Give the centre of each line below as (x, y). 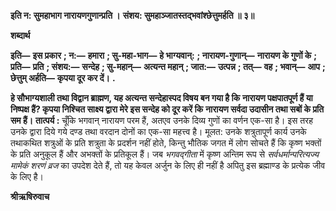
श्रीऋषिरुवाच (30, 196)
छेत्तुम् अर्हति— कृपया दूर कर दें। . (63, 78)
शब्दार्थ (20, 35)
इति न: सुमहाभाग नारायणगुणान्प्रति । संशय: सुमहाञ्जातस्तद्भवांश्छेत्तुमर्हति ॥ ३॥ (132, 15)
